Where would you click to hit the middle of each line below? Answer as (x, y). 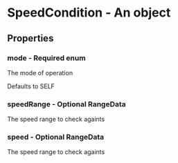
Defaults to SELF (31, 86)
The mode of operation (40, 73)
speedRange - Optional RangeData (66, 104)
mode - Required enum (46, 58)
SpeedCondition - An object (89, 13)
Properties (30, 38)
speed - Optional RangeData (56, 137)
